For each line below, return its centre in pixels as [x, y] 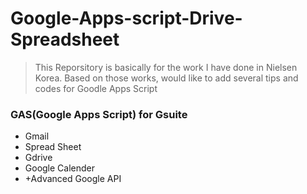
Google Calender [60, 168]
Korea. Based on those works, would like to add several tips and [166, 78]
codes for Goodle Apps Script [96, 88]
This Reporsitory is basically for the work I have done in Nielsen [166, 67]
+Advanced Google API [73, 179]
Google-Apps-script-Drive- [126, 18]
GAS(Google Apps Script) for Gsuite [99, 114]
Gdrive [38, 158]
